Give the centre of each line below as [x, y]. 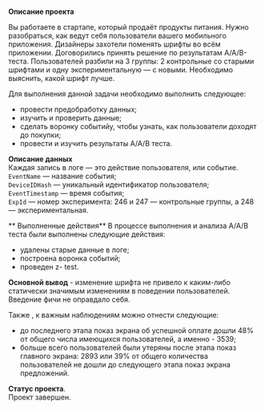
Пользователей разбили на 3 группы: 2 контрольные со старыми [143, 61]
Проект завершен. [40, 397]
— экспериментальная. [48, 210]
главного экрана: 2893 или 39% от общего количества [114, 356]
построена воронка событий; [70, 258]
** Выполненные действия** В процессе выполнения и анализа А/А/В [128, 225]
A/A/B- [235, 53]
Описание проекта [41, 12]
